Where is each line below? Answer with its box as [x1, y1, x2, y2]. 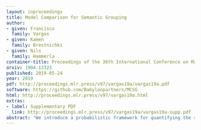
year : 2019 [6, 75, 33, 81]
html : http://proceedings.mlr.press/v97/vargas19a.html [6, 92, 148, 98]
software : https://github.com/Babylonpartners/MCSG [6, 87, 138, 93]
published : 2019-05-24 [6, 70, 63, 76]
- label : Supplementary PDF [6, 103, 77, 110]
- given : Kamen [6, 37, 44, 43]
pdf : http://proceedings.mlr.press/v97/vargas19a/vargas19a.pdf [6, 81, 170, 87]
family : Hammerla [11, 53, 55, 59]
